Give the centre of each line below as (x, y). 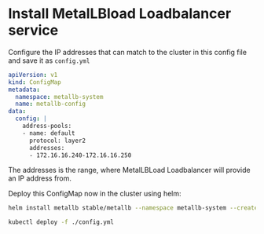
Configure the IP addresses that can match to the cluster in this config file (128, 52)
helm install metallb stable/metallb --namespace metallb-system (117, 208)
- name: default (49, 133)
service (33, 30)
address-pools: (47, 126)
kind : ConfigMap (35, 82)
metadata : (24, 90)
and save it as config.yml (49, 60)
